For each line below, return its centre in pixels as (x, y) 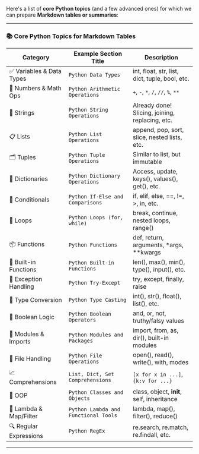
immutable (147, 162)
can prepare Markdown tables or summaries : (62, 15)
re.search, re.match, (161, 427)
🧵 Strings (22, 113)
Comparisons (85, 203)
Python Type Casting (97, 300)
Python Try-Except (94, 283)
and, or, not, (150, 313)
